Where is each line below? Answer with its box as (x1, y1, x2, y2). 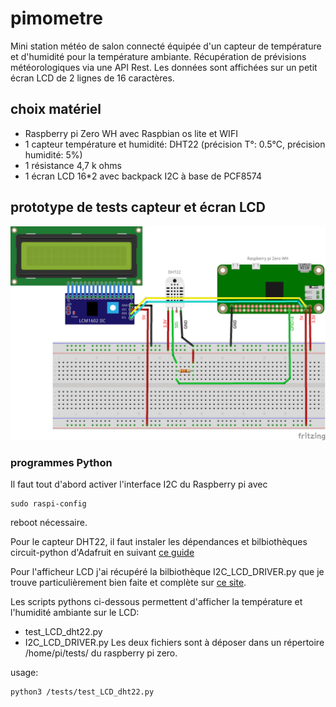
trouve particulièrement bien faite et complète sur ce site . (10, 577, 247, 589)
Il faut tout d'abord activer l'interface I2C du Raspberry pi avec (10, 478, 268, 491)
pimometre (10, 7, 103, 30)
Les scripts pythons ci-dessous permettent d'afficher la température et (10, 596, 303, 608)
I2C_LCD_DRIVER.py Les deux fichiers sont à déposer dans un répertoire (24, 637, 325, 649)
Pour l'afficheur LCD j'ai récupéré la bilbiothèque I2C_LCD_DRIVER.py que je (10, 566, 325, 578)
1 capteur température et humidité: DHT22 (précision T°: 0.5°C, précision (24, 138, 326, 150)
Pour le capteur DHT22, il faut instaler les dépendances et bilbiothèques (10, 536, 308, 548)
